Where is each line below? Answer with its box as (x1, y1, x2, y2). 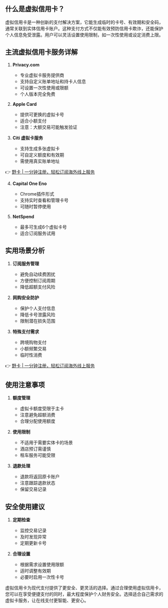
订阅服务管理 (12, 261, 39, 267)
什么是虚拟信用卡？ (5, 5, 65, 14)
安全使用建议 (5, 502, 45, 511)
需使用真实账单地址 (20, 158, 60, 164)
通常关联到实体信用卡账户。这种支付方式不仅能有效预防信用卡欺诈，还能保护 (5, 25, 163, 31)
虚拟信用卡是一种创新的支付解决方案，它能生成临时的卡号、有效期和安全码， (5, 19, 163, 25)
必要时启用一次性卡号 (20, 574, 64, 580)
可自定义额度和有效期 (20, 152, 64, 158)
